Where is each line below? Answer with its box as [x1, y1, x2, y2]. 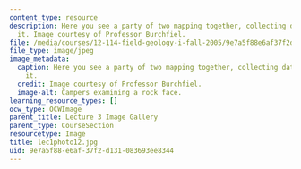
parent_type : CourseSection [9, 122, 115, 131]
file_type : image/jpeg [9, 46, 94, 55]
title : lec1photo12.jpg [9, 138, 99, 147]
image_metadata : [9, 55, 70, 63]
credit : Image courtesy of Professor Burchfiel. [17, 80, 202, 89]
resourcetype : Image [9, 130, 87, 139]
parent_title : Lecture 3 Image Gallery [9, 113, 159, 122]
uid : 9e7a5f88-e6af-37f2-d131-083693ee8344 [9, 146, 175, 155]
